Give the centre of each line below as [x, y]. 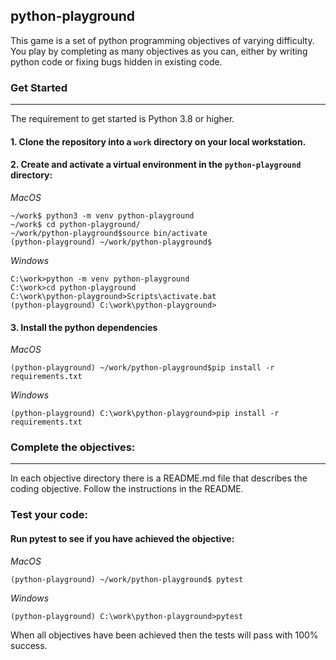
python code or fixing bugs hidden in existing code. [116, 61]
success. [29, 645]
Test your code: [49, 515]
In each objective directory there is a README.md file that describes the [159, 478]
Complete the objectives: [73, 447]
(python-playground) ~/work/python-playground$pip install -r [142, 368]
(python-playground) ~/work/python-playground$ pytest [127, 579]
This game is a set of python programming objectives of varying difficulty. [162, 40]
